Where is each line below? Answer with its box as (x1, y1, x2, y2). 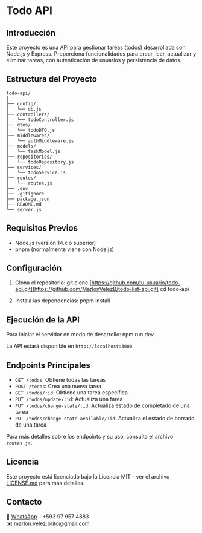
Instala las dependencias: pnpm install (14, 297, 110, 304)
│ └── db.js (6, 106, 42, 112)
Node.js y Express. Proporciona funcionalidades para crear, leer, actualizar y (6, 50, 197, 57)
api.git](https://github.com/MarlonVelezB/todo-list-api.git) (14, 286, 159, 293)
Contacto (6, 497, 42, 507)
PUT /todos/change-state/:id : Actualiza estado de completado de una (14, 402, 190, 409)
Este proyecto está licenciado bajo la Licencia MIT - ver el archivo (6, 473, 170, 480)
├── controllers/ (6, 111, 50, 117)
